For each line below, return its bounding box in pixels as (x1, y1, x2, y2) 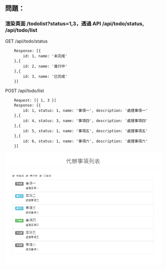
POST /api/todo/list (5, 88, 45, 94)
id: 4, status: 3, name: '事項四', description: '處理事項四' (23, 118, 148, 123)
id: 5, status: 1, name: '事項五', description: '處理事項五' (23, 128, 148, 133)
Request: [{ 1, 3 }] (14, 98, 56, 103)
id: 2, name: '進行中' (23, 63, 68, 69)
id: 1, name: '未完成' (23, 54, 68, 58)
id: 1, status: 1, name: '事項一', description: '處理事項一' (23, 108, 148, 113)
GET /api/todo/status (5, 38, 48, 44)
